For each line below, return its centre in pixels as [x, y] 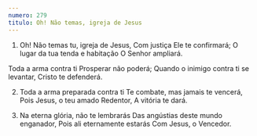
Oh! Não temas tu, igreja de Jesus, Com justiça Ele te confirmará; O [128, 45]
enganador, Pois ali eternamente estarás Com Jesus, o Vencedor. [125, 123]
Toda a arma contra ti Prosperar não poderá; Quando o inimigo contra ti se [129, 68]
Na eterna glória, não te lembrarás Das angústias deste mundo [121, 115]
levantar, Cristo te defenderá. [55, 77]
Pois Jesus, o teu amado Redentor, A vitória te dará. [103, 100]
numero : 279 [28, 15]
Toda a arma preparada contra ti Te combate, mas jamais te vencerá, [131, 91]
